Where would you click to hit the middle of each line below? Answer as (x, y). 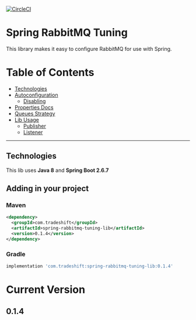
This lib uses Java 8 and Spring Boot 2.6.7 (57, 170)
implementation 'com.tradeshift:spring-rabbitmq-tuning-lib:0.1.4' (90, 266)
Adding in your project (48, 189)
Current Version (46, 290)
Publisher (35, 126)
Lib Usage (27, 119)
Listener (33, 132)
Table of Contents (50, 73)
